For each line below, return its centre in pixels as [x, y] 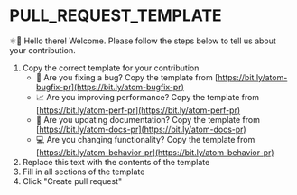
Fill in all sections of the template [84, 172]
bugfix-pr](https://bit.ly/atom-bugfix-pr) [110, 87]
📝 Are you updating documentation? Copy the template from [148, 119]
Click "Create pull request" [72, 181]
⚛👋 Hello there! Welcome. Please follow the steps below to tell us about [143, 41]
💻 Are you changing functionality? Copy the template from [145, 139]
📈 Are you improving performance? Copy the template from [148, 97]
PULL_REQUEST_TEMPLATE [116, 16]
